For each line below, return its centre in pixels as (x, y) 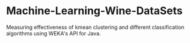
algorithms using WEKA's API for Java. (54, 33)
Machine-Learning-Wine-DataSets (94, 11)
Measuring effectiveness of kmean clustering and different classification (95, 27)
